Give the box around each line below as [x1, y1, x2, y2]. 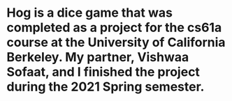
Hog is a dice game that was [6, 5, 173, 21]
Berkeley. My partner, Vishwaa [6, 49, 189, 65]
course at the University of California [6, 35, 226, 50]
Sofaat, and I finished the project [6, 64, 201, 80]
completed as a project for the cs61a [6, 20, 222, 36]
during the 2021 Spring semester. [6, 79, 205, 95]
